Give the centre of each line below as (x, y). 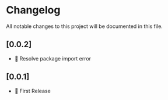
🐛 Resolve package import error (53, 58)
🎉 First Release (32, 91)
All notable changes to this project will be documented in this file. (85, 26)
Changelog (33, 10)
